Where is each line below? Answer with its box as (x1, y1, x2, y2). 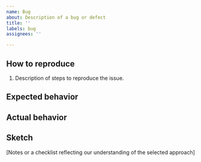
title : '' (6, 20, 31, 26)
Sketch (6, 133, 33, 143)
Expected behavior (6, 92, 79, 102)
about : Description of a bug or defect (6, 14, 106, 20)
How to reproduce (6, 58, 75, 69)
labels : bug (6, 25, 36, 32)
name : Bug (6, 8, 31, 15)
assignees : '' (6, 31, 42, 37)
